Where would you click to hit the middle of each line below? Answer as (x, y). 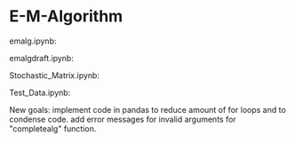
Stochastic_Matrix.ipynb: (55, 75)
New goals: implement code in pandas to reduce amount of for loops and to (147, 109)
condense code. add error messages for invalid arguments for (123, 119)
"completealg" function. (53, 128)
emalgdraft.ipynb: (41, 58)
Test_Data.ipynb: (40, 92)
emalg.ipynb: (33, 41)
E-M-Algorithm (66, 16)
